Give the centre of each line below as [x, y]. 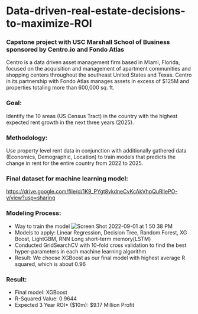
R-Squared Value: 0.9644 [46, 299]
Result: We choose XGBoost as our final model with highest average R [100, 258]
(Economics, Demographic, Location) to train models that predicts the [91, 157]
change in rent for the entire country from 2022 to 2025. [75, 163]
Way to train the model [42, 226]
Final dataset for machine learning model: [67, 178]
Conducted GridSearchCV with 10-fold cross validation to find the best [100, 245]
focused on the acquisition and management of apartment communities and [98, 69]
